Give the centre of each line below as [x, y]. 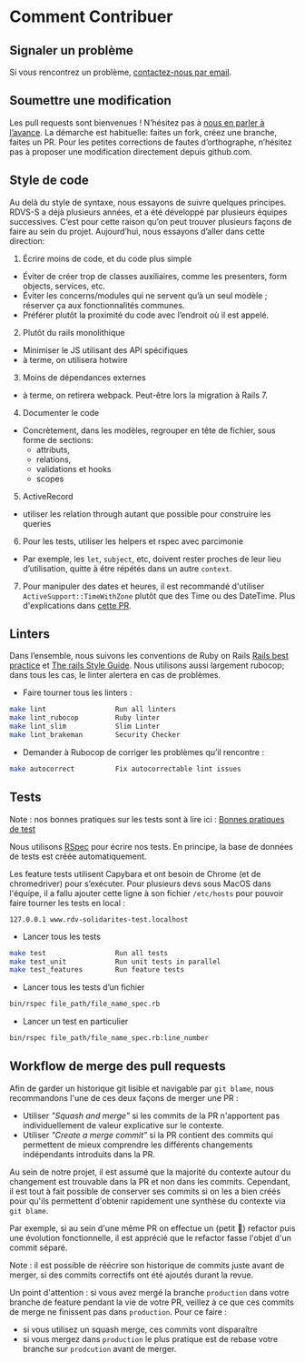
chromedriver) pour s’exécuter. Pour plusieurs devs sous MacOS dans [140, 883]
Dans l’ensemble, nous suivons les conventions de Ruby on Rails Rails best [149, 656]
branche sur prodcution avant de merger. [99, 1348]
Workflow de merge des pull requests [118, 1066]
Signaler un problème [72, 50]
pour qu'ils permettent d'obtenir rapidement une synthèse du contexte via [148, 1201]
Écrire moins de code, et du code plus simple [107, 258]
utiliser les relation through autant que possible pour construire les [147, 514]
